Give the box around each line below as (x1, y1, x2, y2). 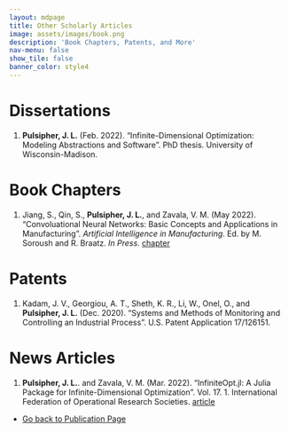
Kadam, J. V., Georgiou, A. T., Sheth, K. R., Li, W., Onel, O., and (21, 298, 251, 309)
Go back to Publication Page (21, 413, 127, 424)
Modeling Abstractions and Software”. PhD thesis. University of (21, 139, 254, 150)
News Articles (9, 348, 115, 368)
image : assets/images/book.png (9, 29, 125, 38)
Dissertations (9, 101, 111, 121)
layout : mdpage (9, 12, 66, 22)
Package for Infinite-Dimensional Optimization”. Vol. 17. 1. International (21, 387, 277, 398)
